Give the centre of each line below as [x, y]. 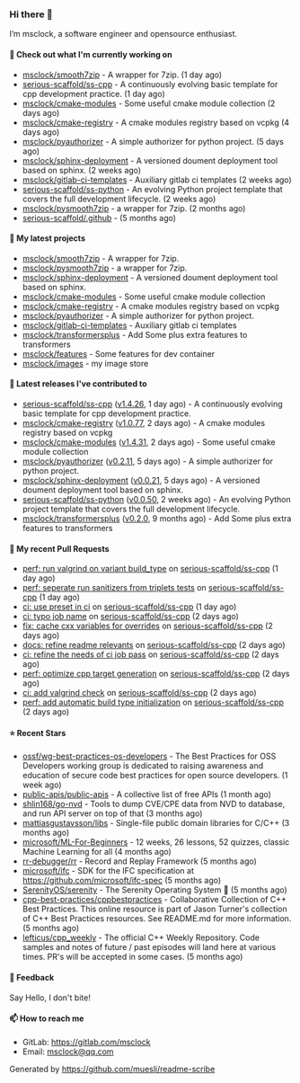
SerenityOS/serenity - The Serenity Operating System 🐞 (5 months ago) [154, 890]
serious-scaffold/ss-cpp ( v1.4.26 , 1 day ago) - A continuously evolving [152, 404]
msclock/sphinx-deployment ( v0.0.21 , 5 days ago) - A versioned [141, 480]
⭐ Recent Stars [38, 732]
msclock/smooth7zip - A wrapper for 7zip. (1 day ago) [122, 75]
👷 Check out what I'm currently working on [91, 54]
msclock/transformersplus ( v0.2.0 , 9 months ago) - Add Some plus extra [157, 518]
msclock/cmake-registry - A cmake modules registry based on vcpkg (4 [156, 122]
